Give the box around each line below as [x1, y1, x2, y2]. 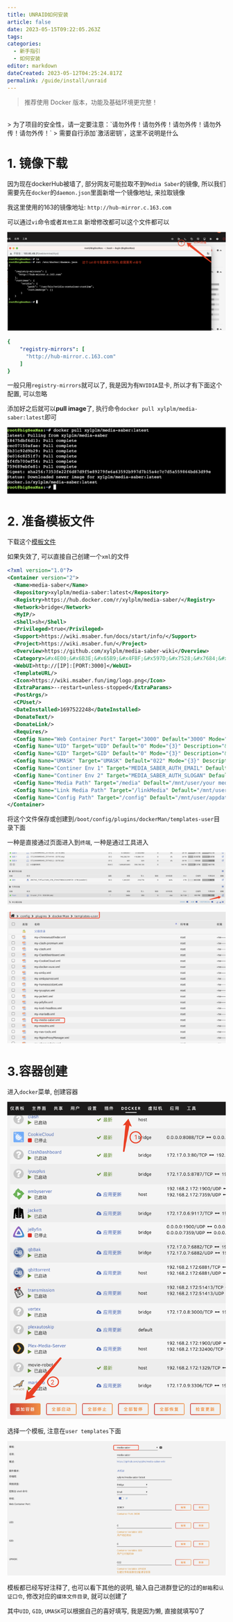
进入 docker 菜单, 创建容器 [7, 1088, 78, 1096]
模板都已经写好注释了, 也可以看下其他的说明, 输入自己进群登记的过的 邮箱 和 [7, 1583, 219, 1591]
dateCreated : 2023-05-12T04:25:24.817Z [7, 69, 123, 76]
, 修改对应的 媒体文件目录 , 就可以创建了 [22, 1591, 128, 1600]
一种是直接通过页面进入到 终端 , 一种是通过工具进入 [7, 838, 149, 847]
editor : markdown [7, 62, 58, 69]
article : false [7, 18, 51, 26]
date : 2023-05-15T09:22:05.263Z [7, 26, 101, 33]
